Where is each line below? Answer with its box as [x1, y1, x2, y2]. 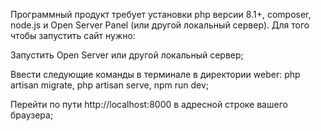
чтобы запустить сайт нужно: [10, 30, 136, 41]
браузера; [10, 109, 54, 121]
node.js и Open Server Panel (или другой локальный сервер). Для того [10, 19, 310, 31]
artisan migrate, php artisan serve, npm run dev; [10, 79, 209, 91]
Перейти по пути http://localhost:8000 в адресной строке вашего [10, 99, 288, 110]
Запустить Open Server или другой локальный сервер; [10, 49, 244, 61]
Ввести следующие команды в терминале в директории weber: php [10, 69, 301, 80]
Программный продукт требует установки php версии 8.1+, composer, [10, 9, 312, 20]
